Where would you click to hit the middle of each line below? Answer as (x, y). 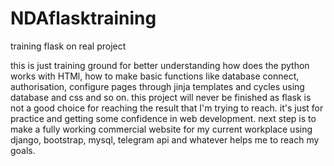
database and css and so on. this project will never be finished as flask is (161, 97)
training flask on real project (68, 46)
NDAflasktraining (83, 18)
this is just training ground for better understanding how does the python (160, 65)
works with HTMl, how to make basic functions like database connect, (155, 76)
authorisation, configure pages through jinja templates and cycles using (157, 86)
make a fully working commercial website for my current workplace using (161, 129)
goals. (23, 150)
